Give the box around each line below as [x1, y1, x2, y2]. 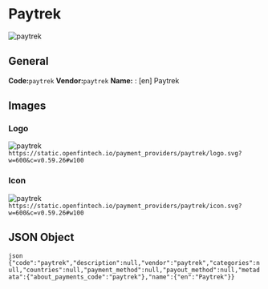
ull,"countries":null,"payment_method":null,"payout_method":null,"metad [8, 266, 261, 274]
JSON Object [8, 231, 75, 244]
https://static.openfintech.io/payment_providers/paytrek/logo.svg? [8, 150, 242, 158]
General [8, 54, 50, 68]
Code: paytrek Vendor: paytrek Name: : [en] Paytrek [8, 75, 180, 85]
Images [8, 99, 47, 113]
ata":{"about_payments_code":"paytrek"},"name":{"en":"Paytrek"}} [8, 273, 235, 281]
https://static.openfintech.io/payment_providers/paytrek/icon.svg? [8, 202, 242, 210]
